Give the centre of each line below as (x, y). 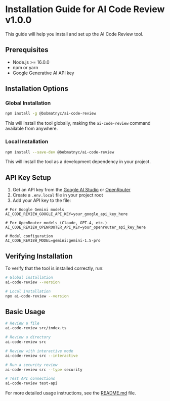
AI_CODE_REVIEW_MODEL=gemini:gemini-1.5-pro (53, 241)
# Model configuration (29, 236)
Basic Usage (25, 312)
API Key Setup (28, 178)
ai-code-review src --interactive (42, 356)
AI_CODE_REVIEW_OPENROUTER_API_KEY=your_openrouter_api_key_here (75, 228)
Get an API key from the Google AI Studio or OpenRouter (71, 190)
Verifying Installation (39, 256)
